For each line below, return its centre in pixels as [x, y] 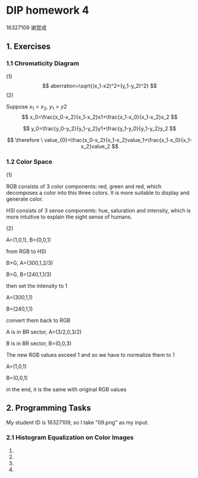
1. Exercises [28, 47]
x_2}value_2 [96, 147]
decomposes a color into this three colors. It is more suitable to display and [98, 192]
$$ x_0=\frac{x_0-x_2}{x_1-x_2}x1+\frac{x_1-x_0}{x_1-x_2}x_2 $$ [100, 117]
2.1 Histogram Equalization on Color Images [70, 438]
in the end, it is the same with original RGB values [66, 389]
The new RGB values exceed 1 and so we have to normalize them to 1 [90, 354]
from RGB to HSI [26, 251]
